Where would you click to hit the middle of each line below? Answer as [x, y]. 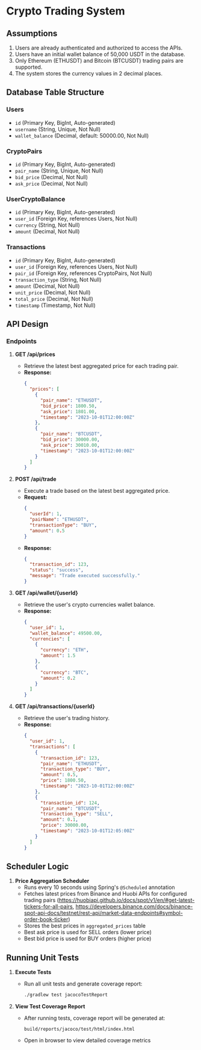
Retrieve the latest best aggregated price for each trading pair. [101, 366]
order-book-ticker [46, 919]
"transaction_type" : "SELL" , [76, 814]
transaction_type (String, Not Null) [58, 279]
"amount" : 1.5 [58, 656]
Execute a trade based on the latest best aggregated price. [97, 491]
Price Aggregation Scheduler [52, 881]
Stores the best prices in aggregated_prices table [85, 926]
